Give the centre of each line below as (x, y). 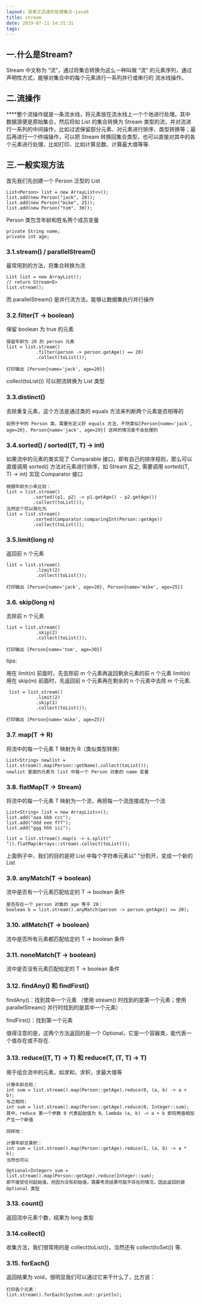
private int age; (28, 236)
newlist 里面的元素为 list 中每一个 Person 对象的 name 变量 (78, 772)
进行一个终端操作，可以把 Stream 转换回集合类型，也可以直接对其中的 (103, 137)
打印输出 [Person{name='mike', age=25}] (56, 720)
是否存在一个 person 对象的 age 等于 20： (55, 905)
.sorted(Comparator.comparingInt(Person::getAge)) (98, 519)
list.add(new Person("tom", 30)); (50, 208)
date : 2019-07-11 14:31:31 (40, 23)
